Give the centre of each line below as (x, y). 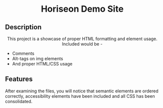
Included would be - (82, 44)
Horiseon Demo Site (82, 9)
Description (23, 27)
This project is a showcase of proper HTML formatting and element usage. (82, 39)
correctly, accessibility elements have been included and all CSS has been (80, 96)
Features (19, 79)
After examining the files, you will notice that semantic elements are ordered (82, 91)
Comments (23, 53)
